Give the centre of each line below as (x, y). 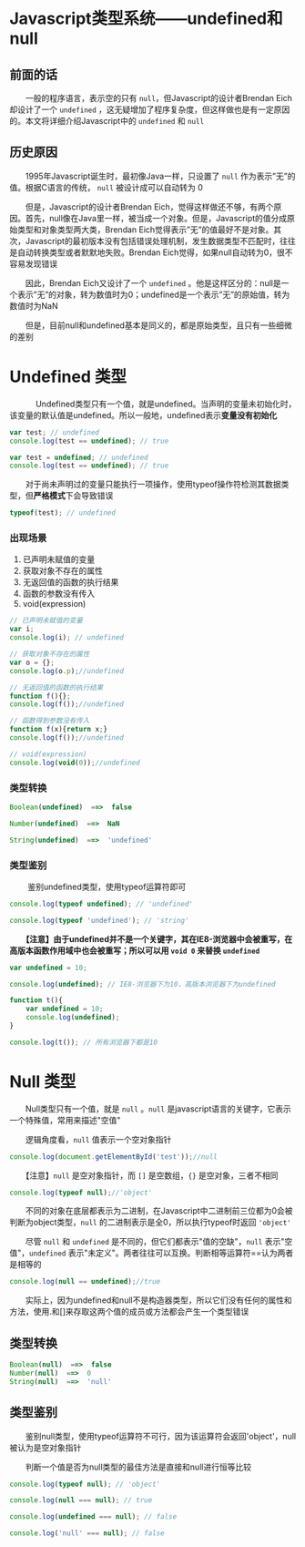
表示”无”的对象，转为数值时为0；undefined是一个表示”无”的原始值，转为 (153, 294)
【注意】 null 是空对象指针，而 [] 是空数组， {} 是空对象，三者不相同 (152, 1175)
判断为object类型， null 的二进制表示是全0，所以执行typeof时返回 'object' (150, 1223)
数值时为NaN (34, 305)
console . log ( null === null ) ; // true (81, 1501)
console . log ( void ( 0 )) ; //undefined (75, 763)
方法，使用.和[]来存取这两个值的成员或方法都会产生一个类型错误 (129, 1312)
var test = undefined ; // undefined (79, 457)
